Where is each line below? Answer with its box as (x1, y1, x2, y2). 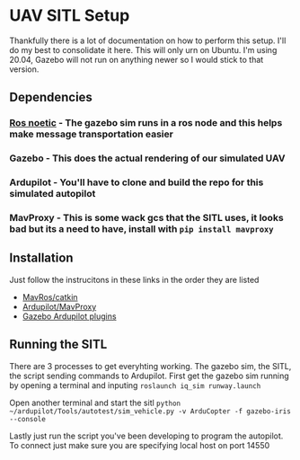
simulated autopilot (9, 188, 96, 200)
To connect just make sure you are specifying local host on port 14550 (9, 439, 270, 450)
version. (9, 64, 40, 75)
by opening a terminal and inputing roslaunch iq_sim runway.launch (9, 379, 261, 391)
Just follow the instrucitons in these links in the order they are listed (9, 274, 260, 285)
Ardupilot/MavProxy (22, 301, 97, 312)
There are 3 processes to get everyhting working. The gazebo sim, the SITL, (9, 360, 292, 371)
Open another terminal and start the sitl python (9, 397, 181, 408)
